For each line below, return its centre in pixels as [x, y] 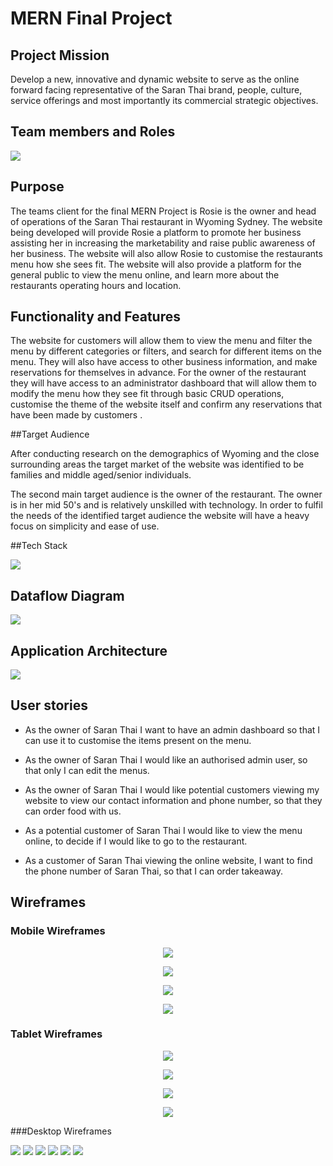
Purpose [37, 187]
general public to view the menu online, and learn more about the [145, 274]
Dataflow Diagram [67, 595]
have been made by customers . [76, 415]
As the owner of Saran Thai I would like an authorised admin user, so [166, 759]
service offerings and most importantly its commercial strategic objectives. [164, 100]
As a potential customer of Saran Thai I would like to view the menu [163, 830]
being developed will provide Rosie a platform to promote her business [156, 232]
